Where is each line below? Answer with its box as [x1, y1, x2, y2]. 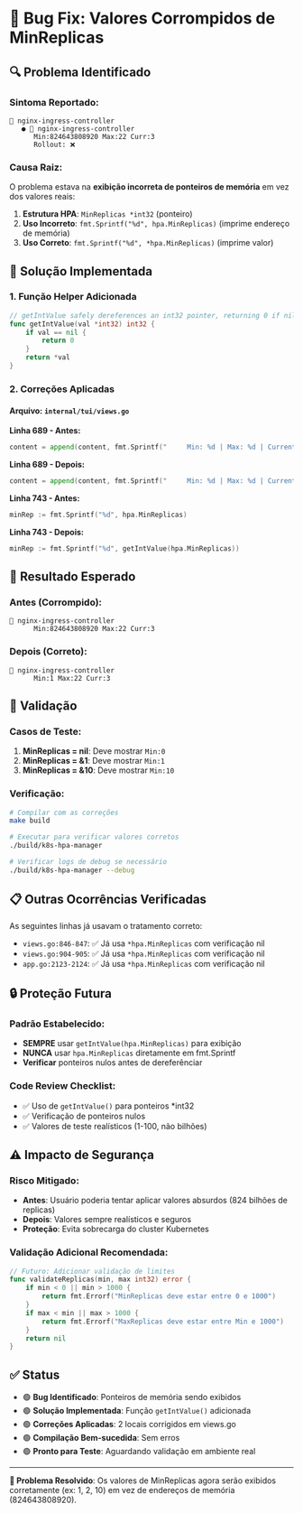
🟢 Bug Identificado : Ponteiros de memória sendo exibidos [22, 1392, 242, 1403]
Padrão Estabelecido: [9, 1017, 106, 1030]
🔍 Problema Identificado [9, 64, 151, 79]
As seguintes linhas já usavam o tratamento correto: [9, 920, 203, 931]
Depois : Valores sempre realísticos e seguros [22, 1214, 192, 1225]
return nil [25, 1333, 67, 1343]
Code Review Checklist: [9, 1080, 116, 1092]
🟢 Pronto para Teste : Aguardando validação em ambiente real [22, 1446, 256, 1457]
